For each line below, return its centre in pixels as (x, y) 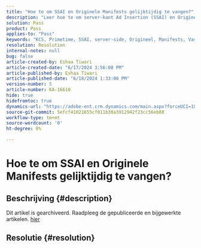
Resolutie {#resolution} (51, 238)
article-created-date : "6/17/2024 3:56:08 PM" (65, 67)
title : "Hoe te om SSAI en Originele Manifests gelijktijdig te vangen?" (100, 12)
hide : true (20, 95)
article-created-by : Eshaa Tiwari (49, 62)
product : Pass (24, 28)
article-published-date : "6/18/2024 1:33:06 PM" (68, 78)
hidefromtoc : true (29, 101)
